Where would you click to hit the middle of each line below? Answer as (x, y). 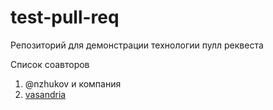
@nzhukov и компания (73, 83)
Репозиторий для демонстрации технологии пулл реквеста (137, 45)
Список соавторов (50, 64)
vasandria (45, 94)
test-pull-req (65, 17)
